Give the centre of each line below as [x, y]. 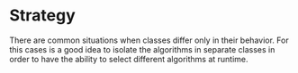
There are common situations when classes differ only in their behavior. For [149, 40]
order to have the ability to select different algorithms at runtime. [129, 59]
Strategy [43, 16]
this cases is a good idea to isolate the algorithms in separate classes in [142, 49]
